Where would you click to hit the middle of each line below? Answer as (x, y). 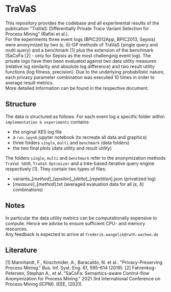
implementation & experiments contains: (48, 122)
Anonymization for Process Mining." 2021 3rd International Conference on (83, 279)
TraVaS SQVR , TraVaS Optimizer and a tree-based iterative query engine (80, 163)
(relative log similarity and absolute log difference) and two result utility (80, 66)
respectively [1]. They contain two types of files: (56, 168)
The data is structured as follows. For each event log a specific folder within (85, 116)
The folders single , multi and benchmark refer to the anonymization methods (86, 158)
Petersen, (15, 273)
